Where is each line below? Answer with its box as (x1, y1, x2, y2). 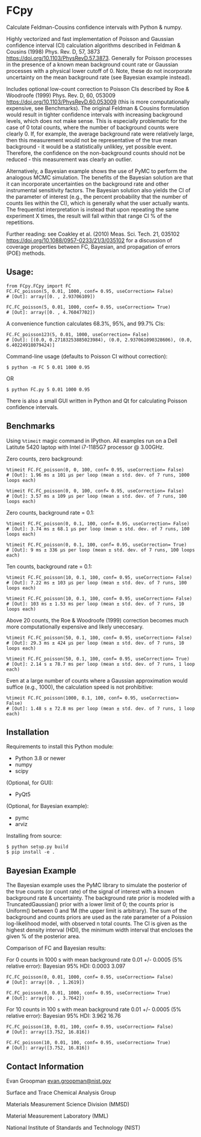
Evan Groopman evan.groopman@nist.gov (6, 1077, 111, 1085)
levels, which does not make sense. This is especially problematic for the (6, 117, 188, 124)
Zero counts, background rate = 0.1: (6, 509, 95, 516)
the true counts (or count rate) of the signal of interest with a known (6, 888, 175, 895)
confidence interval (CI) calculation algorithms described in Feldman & (6, 42, 181, 49)
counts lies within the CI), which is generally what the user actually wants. (6, 199, 190, 207)
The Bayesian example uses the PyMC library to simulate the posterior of (6, 882, 187, 889)
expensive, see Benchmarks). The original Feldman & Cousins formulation (6, 104, 190, 111)
